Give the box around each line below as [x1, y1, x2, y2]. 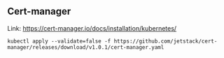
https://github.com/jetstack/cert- [113, 38, 218, 45]
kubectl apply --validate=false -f [7, 38, 111, 45]
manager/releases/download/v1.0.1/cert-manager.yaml [7, 43, 164, 51]
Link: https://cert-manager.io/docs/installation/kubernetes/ [7, 24, 177, 32]
